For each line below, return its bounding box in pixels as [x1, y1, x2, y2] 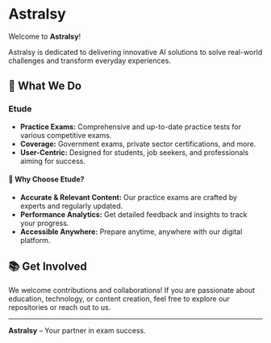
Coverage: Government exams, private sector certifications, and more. [19, 139, 256, 148]
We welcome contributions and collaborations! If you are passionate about [8, 285, 256, 295]
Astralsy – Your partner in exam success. [8, 325, 147, 335]
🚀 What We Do [8, 79, 82, 93]
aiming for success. [19, 156, 86, 165]
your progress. [19, 218, 69, 228]
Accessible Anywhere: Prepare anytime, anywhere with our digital [19, 227, 243, 236]
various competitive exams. [19, 130, 112, 140]
